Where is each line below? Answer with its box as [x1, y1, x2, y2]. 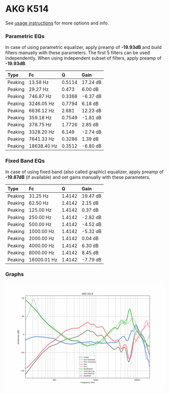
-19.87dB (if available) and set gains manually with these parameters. [5, 174, 151, 180]
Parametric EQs [5, 33, 45, 40]
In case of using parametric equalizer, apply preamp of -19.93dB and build [5, 44, 162, 50]
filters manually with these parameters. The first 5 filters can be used [5, 49, 150, 56]
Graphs [5, 271, 24, 278]
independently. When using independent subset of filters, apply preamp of [5, 55, 162, 61]
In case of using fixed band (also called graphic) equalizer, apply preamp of [5, 169, 164, 175]
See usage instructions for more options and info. [5, 20, 109, 26]
